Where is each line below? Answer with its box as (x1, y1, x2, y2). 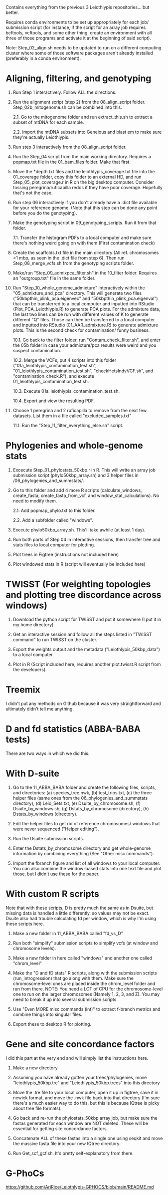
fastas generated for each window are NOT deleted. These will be (12, 1120, 149, 1126)
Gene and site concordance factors (5, 1038, 155, 1050)
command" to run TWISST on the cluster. (12, 636, 98, 643)
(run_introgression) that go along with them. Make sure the (12, 975, 134, 981)
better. (5, 9, 19, 15)
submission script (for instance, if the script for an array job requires (5, 24, 146, 30)
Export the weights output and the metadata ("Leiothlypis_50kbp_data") (12, 646, 160, 652)
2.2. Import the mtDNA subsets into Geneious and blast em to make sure (12, 129, 162, 135)
